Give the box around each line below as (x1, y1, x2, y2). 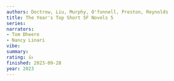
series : (6, 20, 26, 26)
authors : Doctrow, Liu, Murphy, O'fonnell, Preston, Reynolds (6, 9, 168, 15)
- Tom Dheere (6, 32, 40, 38)
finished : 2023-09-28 (6, 60, 62, 66)
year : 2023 (6, 65, 34, 72)
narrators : (6, 26, 34, 32)
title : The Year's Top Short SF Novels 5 (6, 15, 114, 21)
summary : (6, 49, 29, 55)
